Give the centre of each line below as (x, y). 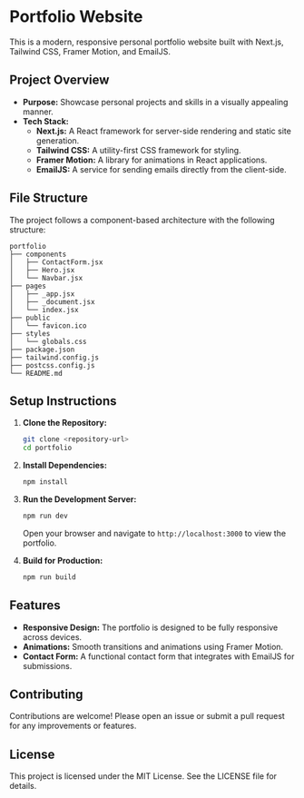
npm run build (49, 577)
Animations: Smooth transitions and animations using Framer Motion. (153, 646)
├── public (30, 318)
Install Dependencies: (64, 466)
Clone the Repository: (64, 423)
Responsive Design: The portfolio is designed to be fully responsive (150, 627)
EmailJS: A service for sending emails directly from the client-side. (162, 169)
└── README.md (36, 373)
